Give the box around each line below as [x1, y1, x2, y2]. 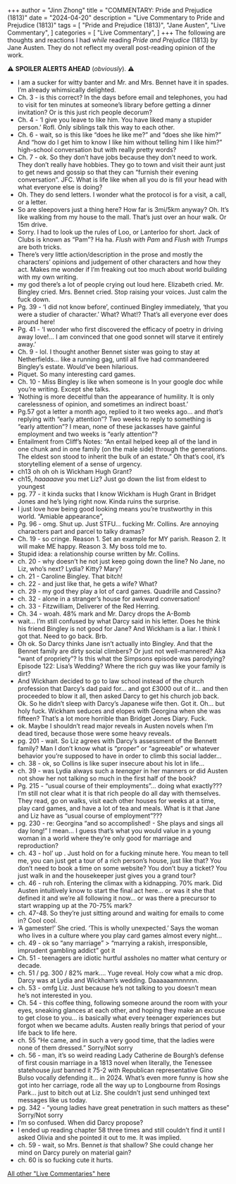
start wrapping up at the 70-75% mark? [17, 902, 132, 909]
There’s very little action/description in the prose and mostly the [17, 250, 203, 258]
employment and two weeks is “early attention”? [17, 430, 159, 438]
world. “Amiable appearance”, [17, 512, 104, 521]
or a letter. [17, 198, 48, 206]
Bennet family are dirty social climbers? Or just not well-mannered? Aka [17, 647, 226, 655]
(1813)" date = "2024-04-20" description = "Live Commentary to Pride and [7, 13, 225, 22]
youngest [17, 482, 46, 490]
